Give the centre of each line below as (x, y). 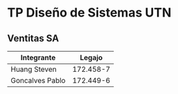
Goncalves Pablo (38, 81)
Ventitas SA (33, 38)
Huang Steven (34, 69)
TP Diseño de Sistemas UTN (89, 13)
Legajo (91, 58)
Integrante (38, 58)
